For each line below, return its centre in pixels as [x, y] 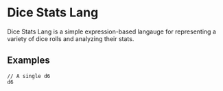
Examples [28, 61]
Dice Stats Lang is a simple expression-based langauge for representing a [111, 31]
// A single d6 [29, 76]
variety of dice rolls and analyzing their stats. [71, 38]
